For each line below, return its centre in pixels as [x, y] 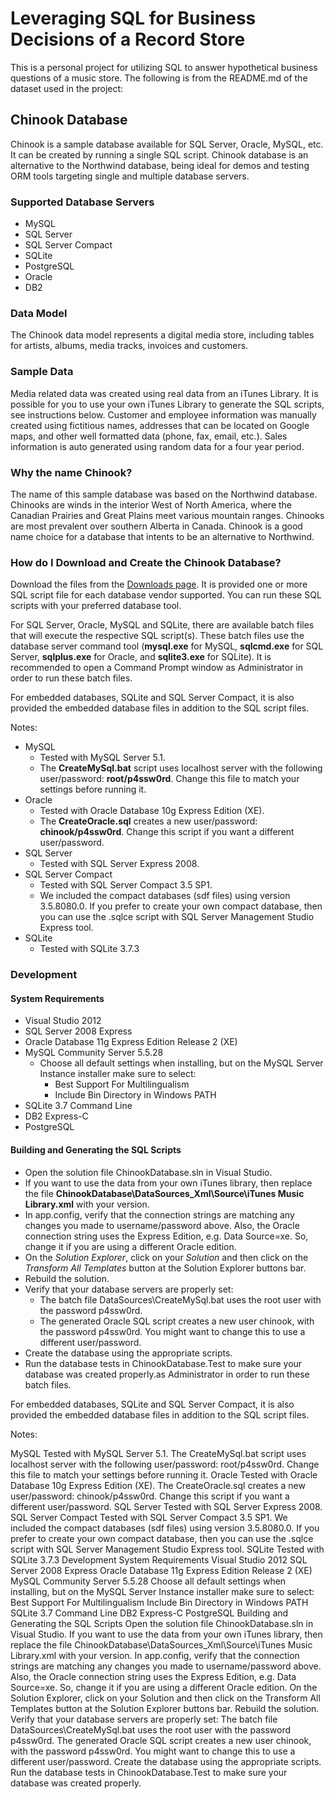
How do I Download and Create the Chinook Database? [146, 562]
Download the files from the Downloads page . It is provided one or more [159, 584]
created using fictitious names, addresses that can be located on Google [160, 425]
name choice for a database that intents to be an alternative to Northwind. [162, 536]
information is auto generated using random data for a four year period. [157, 446]
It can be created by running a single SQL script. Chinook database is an [159, 154]
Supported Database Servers [82, 202]
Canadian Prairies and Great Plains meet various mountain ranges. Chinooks [167, 515]
